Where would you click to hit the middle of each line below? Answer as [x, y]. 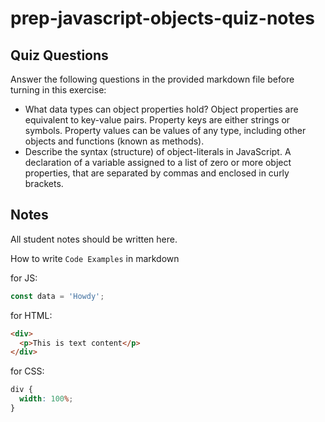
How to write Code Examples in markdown [95, 258]
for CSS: [27, 371]
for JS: [24, 278]
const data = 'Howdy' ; [57, 296]
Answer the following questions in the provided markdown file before [152, 79]
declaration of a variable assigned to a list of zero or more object [158, 162]
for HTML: [31, 315]
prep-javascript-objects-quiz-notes [162, 18]
